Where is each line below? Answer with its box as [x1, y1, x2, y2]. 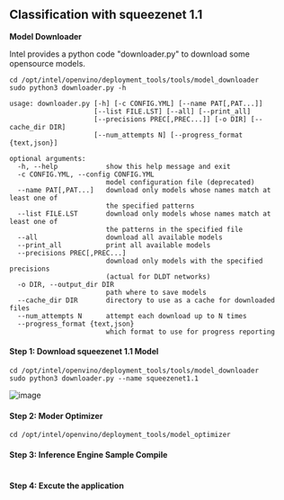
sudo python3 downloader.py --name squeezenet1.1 [9, 374, 200, 383]
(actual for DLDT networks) [105, 272, 211, 281]
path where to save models [105, 288, 207, 297]
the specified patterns [105, 201, 195, 210]
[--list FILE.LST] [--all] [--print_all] [93, 107, 252, 116]
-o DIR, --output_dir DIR [17, 280, 115, 289]
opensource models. [9, 58, 85, 68]
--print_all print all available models [17, 240, 211, 250]
